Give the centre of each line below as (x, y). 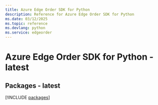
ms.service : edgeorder (29, 33)
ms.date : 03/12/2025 (27, 19)
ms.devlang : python (25, 28)
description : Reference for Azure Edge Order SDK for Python (70, 14)
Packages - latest (33, 86)
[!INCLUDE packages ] (28, 97)
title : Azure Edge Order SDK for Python (48, 10)
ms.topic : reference (27, 23)
